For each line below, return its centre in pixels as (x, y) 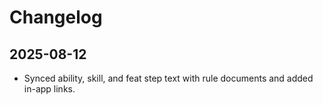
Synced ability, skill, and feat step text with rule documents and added (168, 78)
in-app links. (49, 89)
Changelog (56, 17)
